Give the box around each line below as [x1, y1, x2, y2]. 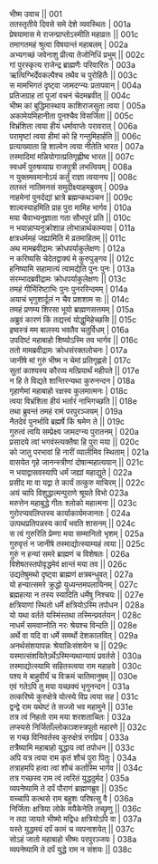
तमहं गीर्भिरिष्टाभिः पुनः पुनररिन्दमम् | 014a [9, 283, 128, 294]
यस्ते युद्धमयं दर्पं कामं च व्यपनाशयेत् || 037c [9, 824, 135, 834]
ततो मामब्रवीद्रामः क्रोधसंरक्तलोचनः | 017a [9, 345, 128, 355]
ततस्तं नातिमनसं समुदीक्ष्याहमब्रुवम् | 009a [9, 182, 129, 192]
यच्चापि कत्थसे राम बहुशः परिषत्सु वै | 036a [9, 793, 134, 803]
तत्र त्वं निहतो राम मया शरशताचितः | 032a [9, 712, 131, 722]
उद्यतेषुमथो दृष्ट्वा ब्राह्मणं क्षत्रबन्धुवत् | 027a [9, 569, 134, 580]
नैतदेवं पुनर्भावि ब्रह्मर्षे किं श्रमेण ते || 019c [9, 417, 125, 427]
